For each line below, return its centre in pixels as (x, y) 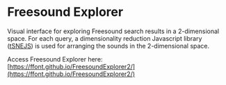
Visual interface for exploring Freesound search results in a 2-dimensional (113, 31)
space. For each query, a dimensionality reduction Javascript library (105, 38)
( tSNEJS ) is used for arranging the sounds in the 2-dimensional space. (108, 46)
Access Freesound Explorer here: (55, 59)
